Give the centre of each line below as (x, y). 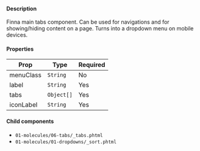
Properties (20, 49)
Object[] (60, 95)
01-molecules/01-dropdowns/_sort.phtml (66, 142)
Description (22, 9)
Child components (30, 121)
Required (92, 65)
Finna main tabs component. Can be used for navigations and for (88, 22)
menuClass (25, 75)
